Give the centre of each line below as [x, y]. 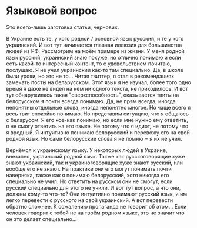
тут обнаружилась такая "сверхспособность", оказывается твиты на [93, 95]
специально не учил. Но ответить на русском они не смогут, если [89, 181]
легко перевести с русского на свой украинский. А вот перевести [90, 200]
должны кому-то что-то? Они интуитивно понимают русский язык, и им [97, 194]
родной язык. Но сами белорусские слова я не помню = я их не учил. [94, 138]
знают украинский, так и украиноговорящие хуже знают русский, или [95, 163]
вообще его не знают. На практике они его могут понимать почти [89, 168]
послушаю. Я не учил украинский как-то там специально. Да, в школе [95, 70]
